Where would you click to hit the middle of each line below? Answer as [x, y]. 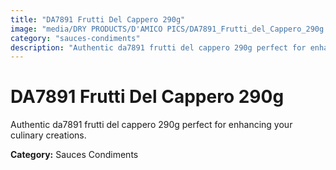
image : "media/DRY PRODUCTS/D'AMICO [86, 29]
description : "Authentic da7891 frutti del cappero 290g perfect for [158, 47]
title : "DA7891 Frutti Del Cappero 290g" [98, 19]
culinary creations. [48, 135]
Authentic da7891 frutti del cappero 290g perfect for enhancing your [151, 125]
